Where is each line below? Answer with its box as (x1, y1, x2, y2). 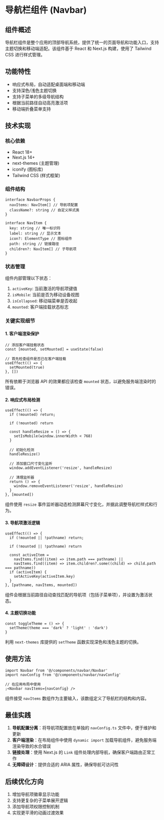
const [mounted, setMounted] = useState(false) (5, 347, 104, 352)
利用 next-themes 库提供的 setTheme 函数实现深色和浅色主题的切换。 (5, 639, 142, 645)
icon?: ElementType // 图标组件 (9, 236, 72, 241)
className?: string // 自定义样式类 (9, 207, 80, 212)
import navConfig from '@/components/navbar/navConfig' (5, 672, 121, 677)
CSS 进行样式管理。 (5, 52, 45, 57)
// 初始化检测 (9, 447, 35, 453)
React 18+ (12, 149, 33, 155)
